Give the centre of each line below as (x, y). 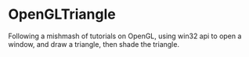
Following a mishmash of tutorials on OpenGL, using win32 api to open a (125, 36)
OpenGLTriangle (62, 14)
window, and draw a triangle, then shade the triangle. (94, 44)
